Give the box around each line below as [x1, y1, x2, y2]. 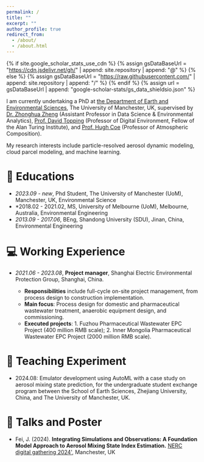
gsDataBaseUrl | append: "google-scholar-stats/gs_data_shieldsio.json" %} [6, 85, 196, 93]
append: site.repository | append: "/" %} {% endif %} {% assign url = [6, 79, 180, 86]
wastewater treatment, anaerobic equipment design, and [24, 306, 167, 314]
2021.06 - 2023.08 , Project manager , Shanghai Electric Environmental [15, 269, 192, 276]
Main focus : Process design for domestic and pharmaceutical [24, 300, 180, 308]
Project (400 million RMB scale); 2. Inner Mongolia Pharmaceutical [24, 326, 191, 333]
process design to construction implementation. [24, 294, 144, 301]
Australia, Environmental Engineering [15, 209, 108, 217]
